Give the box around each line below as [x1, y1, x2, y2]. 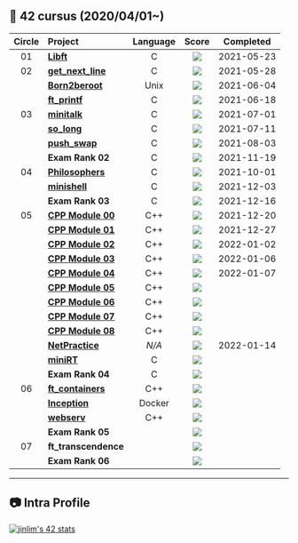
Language [132, 35, 176, 47]
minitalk [47, 108, 82, 120]
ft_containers [47, 382, 106, 395]
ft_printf [47, 93, 83, 106]
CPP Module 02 [47, 237, 115, 250]
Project [47, 35, 80, 47]
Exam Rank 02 [47, 151, 110, 164]
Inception [47, 396, 90, 409]
